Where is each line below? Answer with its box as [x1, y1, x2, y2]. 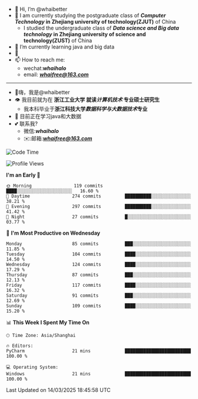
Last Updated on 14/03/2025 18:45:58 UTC [6, 387, 111, 393]
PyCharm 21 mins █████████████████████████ [6, 348, 192, 354]
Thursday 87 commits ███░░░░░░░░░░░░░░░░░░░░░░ [6, 272, 192, 278]
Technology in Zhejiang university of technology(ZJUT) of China [14, 18, 176, 25]
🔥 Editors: [6, 343, 34, 349]
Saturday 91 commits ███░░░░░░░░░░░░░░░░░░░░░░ [6, 293, 192, 299]
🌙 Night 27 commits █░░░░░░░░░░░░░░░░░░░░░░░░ [6, 214, 192, 220]
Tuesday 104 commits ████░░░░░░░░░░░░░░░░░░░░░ [6, 251, 192, 257]
